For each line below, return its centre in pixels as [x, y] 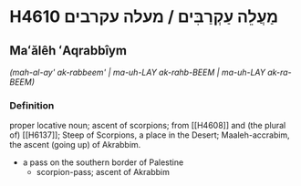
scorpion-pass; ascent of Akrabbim [103, 172]
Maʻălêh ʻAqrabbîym [68, 51]
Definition [32, 105]
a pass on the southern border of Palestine [103, 162]
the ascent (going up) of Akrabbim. [75, 145]
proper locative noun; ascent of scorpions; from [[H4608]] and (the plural [148, 126]
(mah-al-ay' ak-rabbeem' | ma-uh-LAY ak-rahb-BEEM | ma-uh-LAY [138, 72]
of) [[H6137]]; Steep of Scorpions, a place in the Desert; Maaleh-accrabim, [150, 135]
